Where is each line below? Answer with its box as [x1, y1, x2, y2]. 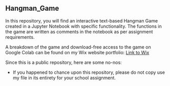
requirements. [5, 34, 35, 40]
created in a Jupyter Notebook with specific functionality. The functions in [5, 23, 162, 29]
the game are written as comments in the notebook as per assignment [5, 28, 153, 35]
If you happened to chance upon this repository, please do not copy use [12, 69, 165, 75]
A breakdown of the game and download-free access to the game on [5, 44, 151, 50]
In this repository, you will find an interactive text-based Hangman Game [5, 17, 158, 24]
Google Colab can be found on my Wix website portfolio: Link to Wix [5, 49, 150, 55]
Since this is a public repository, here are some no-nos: [5, 59, 122, 66]
